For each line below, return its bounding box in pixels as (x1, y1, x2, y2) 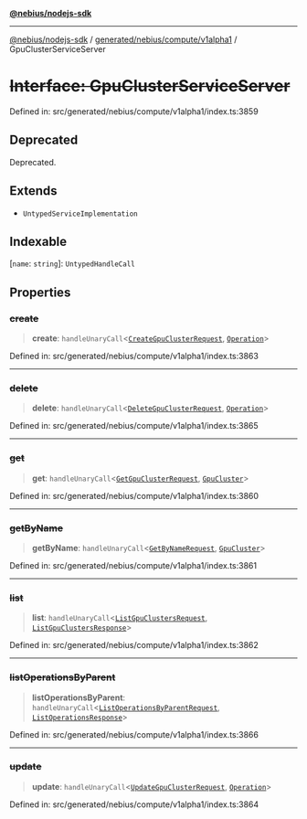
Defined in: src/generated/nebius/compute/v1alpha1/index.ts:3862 (9, 640, 259, 651)
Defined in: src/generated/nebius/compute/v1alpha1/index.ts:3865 (9, 420, 259, 431)
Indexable (9, 233, 68, 250)
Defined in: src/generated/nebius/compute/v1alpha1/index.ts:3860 (9, 490, 259, 501)
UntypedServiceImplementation (22, 209, 139, 218)
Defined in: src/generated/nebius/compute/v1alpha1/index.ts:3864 (9, 799, 259, 810)
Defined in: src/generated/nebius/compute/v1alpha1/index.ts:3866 (9, 729, 259, 739)
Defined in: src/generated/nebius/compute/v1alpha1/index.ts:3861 (9, 559, 258, 570)
